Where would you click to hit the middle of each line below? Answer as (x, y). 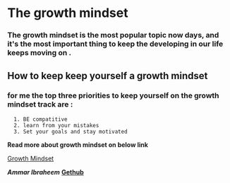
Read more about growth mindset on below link (78, 144)
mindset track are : (40, 105)
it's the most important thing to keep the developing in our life (115, 44)
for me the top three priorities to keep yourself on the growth (114, 95)
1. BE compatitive (41, 119)
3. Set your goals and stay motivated (71, 131)
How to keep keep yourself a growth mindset (108, 76)
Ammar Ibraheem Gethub (46, 172)
